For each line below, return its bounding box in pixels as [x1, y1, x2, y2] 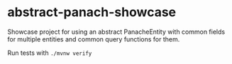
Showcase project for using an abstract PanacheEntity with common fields [7, 27, 226, 36]
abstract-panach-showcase [7, 4, 177, 20]
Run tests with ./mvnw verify [7, 49, 92, 57]
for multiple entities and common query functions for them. [7, 34, 180, 43]
